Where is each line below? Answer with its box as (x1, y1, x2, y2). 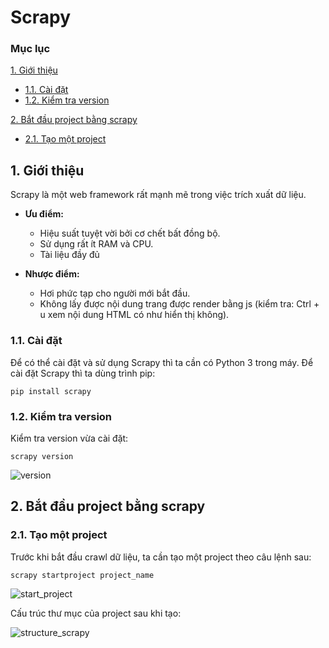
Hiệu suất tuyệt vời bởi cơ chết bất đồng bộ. (39, 227, 221, 240)
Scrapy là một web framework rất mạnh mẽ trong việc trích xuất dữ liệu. (10, 189, 307, 201)
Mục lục (10, 42, 51, 56)
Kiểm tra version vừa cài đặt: (10, 432, 129, 444)
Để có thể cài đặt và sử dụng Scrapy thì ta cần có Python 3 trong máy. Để (10, 356, 314, 368)
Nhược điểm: (24, 268, 80, 280)
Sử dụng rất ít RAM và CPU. (39, 238, 154, 250)
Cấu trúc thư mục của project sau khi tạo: (10, 607, 182, 619)
